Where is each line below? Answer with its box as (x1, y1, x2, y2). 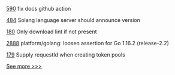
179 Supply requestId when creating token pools (6, 51, 126, 58)
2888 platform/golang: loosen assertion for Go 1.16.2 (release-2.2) (6, 40, 170, 46)
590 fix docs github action (6, 5, 71, 12)
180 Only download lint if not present (6, 28, 97, 35)
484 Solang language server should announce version (6, 17, 141, 23)
